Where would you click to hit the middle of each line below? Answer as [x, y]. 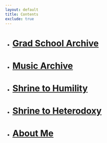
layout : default [22, 10]
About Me [33, 133]
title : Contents [22, 14]
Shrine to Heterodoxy [57, 111]
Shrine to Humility [50, 88]
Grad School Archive [55, 43]
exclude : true [20, 19]
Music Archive [42, 66]
